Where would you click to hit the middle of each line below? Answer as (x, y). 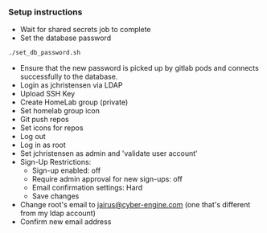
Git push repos (45, 120)
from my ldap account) (58, 213)
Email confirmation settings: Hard (87, 188)
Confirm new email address (66, 222)
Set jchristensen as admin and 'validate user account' (109, 153)
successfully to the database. (69, 77)
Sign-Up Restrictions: (55, 162)
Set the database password (65, 38)
